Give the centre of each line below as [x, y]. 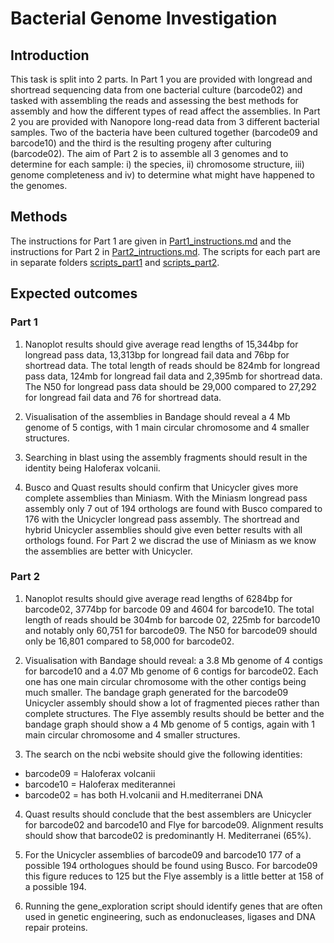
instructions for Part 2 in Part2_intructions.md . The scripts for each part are [165, 251]
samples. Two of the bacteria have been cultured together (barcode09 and [164, 132]
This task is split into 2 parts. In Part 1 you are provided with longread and [161, 79]
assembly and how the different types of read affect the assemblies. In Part [165, 111]
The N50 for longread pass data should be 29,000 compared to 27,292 [170, 386]
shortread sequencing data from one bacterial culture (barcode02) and [156, 90]
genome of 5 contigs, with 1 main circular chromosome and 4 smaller [167, 427]
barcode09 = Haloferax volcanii [90, 773]
